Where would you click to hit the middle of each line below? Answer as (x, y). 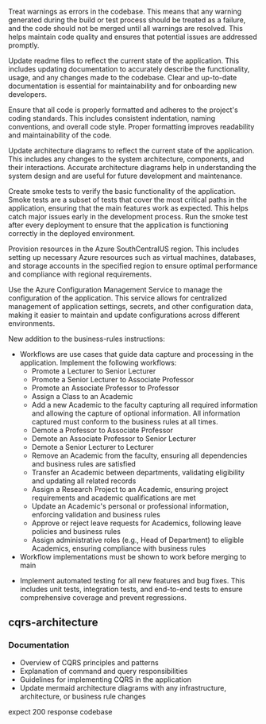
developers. (28, 94)
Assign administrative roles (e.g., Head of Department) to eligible (138, 540)
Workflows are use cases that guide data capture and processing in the (137, 354)
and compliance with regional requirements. (80, 274)
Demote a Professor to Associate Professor (102, 430)
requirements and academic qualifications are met (114, 498)
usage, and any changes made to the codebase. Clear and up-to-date (123, 77)
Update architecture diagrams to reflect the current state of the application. (131, 151)
